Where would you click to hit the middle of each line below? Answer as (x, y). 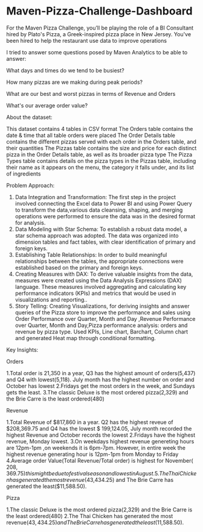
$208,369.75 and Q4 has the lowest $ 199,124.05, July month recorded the (99, 428)
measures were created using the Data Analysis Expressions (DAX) (98, 280)
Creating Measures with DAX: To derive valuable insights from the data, (104, 274)
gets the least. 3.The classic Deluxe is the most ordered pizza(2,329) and (97, 392)
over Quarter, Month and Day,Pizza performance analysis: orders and (101, 325)
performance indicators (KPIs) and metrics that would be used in (95, 293)
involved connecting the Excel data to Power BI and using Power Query (103, 203)
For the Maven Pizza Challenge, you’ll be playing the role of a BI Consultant (100, 28)
